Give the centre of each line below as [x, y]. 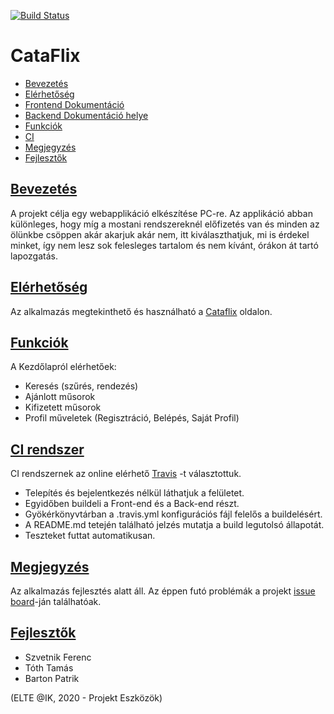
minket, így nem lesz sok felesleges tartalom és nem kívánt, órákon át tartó [164, 245]
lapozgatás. [34, 256]
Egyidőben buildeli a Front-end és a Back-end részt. [132, 504]
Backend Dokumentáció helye [86, 115]
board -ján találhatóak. [56, 601]
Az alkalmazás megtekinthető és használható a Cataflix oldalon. [141, 311]
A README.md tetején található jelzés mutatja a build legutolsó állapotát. [174, 525]
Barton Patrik [52, 678]
